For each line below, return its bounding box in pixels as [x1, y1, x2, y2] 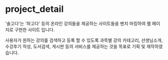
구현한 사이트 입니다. [14, 26, 55, 33]
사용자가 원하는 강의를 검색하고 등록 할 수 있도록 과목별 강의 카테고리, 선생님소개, [5, 37, 163, 43]
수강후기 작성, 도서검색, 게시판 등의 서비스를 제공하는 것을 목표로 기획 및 [5, 43, 145, 49]
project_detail [5, 3, 64, 15]
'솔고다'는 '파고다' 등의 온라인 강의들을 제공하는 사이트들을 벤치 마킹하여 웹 [5, 20, 151, 26]
